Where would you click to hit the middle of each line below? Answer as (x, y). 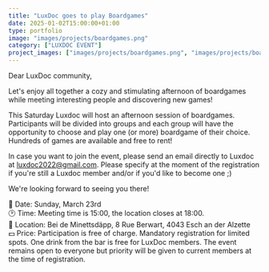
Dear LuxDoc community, (50, 76)
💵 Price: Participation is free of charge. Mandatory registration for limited (129, 233)
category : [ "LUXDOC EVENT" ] (55, 46)
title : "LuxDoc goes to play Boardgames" (78, 16)
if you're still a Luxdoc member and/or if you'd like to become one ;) (120, 173)
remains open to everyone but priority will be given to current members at (130, 250)
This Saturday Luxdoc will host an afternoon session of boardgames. (122, 115)
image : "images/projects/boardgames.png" (78, 38)
